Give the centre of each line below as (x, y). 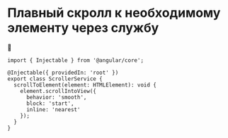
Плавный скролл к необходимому (114, 13)
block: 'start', (50, 103)
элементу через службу (83, 28)
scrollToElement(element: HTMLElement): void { (85, 85)
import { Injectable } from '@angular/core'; (75, 60)
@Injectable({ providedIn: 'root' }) (63, 73)
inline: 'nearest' (53, 109)
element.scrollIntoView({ (58, 91)
